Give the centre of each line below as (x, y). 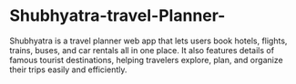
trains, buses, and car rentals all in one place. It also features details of (142, 50)
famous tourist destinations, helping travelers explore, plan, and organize (147, 60)
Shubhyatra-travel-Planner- (117, 16)
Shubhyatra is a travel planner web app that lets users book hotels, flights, (148, 41)
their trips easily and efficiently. (68, 70)
